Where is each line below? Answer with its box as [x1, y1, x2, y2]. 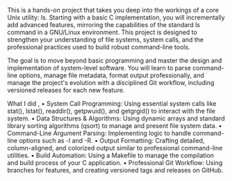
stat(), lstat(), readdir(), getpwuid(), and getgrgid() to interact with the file [7, 107, 216, 115]
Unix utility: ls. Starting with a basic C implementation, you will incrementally [7, 13, 225, 22]
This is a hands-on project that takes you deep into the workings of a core [7, 6, 219, 14]
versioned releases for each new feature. [7, 86, 125, 94]
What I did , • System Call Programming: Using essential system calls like [7, 100, 217, 107]
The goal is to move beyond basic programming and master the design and [7, 56, 222, 65]
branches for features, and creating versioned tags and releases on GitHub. [7, 166, 224, 174]
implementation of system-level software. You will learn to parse [7, 64, 192, 72]
